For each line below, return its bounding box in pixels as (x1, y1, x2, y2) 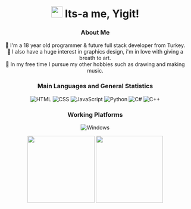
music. (87, 67, 104, 74)
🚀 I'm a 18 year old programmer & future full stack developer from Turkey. (5, 42, 186, 49)
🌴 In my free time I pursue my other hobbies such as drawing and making (5, 61, 185, 68)
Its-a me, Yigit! (64, 7, 140, 21)
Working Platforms (67, 110, 123, 118)
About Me (80, 29, 110, 37)
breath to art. (79, 54, 111, 62)
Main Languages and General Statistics (37, 82, 154, 91)
